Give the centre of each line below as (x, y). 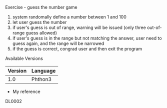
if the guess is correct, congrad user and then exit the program (77, 49)
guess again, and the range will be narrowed (58, 43)
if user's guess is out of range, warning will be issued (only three (79, 27)
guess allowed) (41, 33)
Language (44, 71)
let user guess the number (39, 22)
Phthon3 (41, 79)
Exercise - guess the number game (41, 7)
